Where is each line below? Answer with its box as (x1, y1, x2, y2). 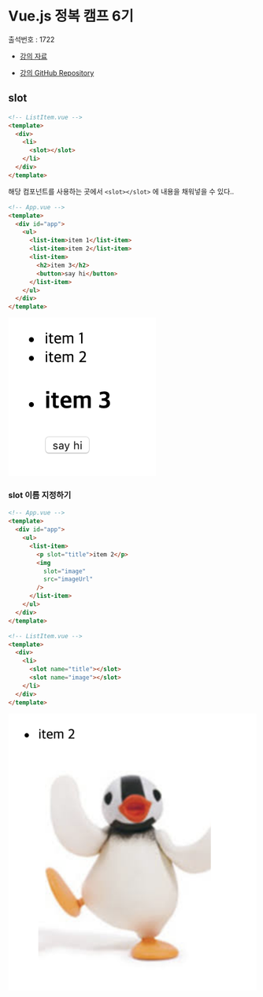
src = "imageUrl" (43, 575, 93, 583)
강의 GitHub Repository (19, 68, 94, 77)
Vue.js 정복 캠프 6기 (8, 7, 134, 25)
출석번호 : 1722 (8, 35, 55, 44)
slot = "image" (43, 567, 87, 575)
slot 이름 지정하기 (8, 489, 72, 500)
